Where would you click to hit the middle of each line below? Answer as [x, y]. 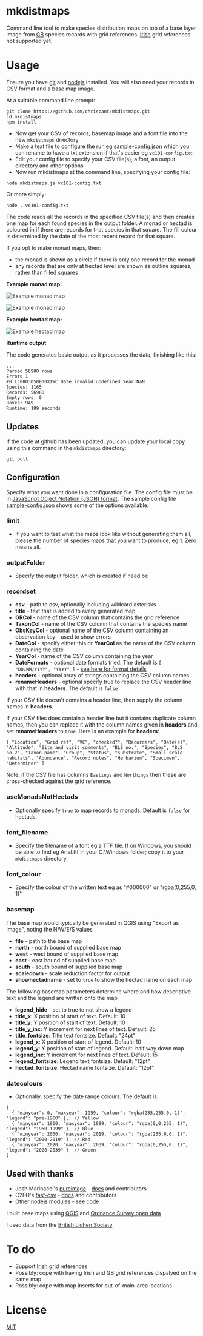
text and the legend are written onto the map [62, 998]
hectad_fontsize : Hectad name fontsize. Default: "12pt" [85, 1067]
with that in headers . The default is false [66, 688]
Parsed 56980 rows [29, 371]
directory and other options [49, 166]
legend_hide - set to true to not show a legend [73, 1009]
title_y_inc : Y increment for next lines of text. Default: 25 [85, 1029]
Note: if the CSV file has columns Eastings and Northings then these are [96, 775]
